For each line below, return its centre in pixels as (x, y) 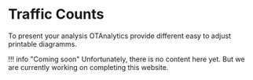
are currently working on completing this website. (88, 67)
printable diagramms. (42, 43)
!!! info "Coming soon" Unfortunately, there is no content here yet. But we (126, 59)
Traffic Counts (56, 14)
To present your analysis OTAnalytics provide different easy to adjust (120, 36)
